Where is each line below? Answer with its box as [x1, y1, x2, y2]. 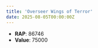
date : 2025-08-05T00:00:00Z [6, 14, 75, 20]
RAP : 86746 [14, 30, 44, 37]
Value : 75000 [14, 36, 48, 43]
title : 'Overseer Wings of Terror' [6, 8, 93, 15]
